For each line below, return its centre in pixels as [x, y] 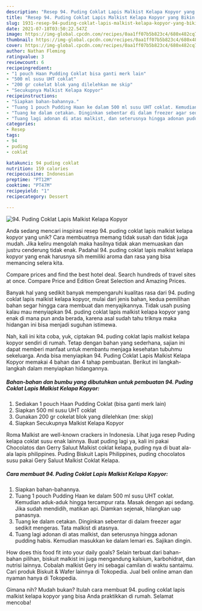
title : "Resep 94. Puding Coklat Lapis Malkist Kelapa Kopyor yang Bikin [101, 17]
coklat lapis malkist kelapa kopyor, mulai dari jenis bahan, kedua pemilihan [98, 299]
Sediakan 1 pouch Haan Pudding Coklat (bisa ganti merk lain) [90, 404]
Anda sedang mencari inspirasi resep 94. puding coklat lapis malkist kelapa [99, 230]
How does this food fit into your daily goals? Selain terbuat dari [84, 552]
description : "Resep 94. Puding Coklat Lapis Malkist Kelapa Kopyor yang [101, 12]
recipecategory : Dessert [37, 197]
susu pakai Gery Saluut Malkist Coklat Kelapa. [63, 460]
